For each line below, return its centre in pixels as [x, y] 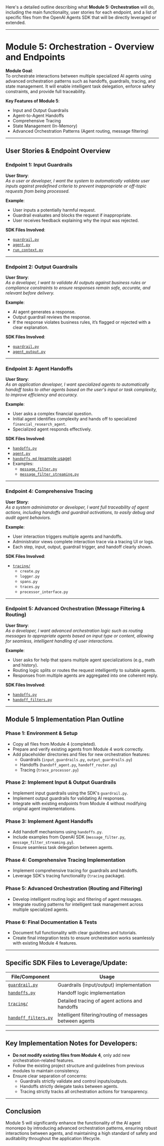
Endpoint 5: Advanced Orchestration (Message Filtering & [75, 609]
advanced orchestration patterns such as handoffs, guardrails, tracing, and [81, 81]
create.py [30, 571]
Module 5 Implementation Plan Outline [65, 720]
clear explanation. [30, 327]
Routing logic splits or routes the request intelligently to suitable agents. [84, 670]
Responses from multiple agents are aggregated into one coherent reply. [85, 675]
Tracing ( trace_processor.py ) [49, 770]
